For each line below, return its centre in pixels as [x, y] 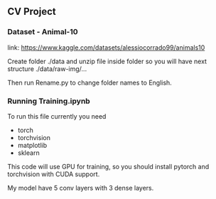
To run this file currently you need [57, 116]
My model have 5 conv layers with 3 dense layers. [81, 188]
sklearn [29, 153]
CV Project [32, 12]
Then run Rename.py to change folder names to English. [90, 82]
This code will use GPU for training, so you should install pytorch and [108, 166]
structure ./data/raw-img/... [47, 69]
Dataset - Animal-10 [43, 32]
